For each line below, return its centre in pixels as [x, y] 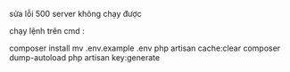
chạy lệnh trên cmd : [47, 31]
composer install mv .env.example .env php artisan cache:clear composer [145, 48]
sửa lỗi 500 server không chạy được [75, 14]
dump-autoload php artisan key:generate [85, 57]
